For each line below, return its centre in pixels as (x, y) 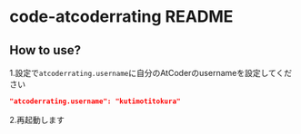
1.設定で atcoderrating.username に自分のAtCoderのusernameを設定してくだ (151, 73)
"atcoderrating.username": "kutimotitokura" (95, 101)
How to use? (45, 50)
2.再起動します (37, 120)
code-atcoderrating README (121, 17)
